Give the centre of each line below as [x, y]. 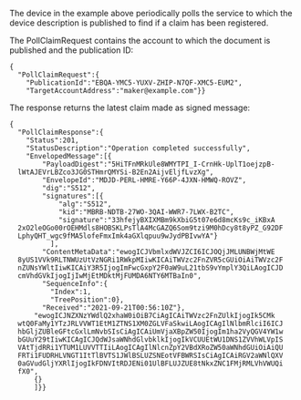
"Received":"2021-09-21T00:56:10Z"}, [114, 308]
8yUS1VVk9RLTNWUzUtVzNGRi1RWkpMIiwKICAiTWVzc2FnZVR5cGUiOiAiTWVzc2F [150, 260]
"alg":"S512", [85, 204]
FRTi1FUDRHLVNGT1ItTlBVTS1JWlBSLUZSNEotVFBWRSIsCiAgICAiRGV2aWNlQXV [150, 355]
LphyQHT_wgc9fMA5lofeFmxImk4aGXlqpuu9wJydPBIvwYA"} [118, 236]
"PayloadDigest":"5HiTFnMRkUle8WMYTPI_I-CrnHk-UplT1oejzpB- [159, 164]
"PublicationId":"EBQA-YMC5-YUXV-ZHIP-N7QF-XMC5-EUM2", [135, 83]
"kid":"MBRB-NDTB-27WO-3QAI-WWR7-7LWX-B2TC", [146, 212]
